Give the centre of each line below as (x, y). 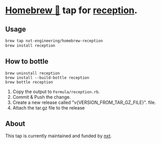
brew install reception (30, 45)
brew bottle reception (29, 82)
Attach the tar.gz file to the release (49, 108)
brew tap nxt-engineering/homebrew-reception (54, 41)
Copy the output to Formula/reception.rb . (56, 92)
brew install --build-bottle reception (47, 78)
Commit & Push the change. (42, 97)
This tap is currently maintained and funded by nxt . (59, 136)
